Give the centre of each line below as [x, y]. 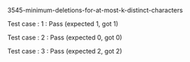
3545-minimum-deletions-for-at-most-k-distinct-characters [95, 10]
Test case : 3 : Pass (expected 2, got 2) [65, 51]
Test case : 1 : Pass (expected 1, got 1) [63, 24]
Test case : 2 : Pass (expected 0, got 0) [65, 37]
